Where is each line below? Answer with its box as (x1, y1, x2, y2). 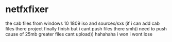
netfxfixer (5, 4, 49, 15)
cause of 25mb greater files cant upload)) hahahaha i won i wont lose (5, 31, 153, 37)
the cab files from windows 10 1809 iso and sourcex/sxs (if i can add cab (5, 20, 160, 26)
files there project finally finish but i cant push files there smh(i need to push (5, 25, 167, 31)
